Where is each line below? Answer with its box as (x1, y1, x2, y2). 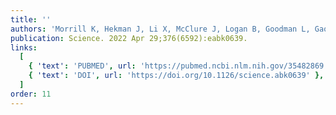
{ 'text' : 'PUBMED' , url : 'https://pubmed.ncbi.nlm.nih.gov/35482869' (28, 61, 329, 71)
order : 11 (10, 89, 52, 99)
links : (10, 42, 38, 53)
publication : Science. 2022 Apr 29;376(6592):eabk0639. (10, 33, 248, 43)
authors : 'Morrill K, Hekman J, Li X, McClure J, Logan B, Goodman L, (10, 24, 311, 34)
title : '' (10, 14, 52, 25)
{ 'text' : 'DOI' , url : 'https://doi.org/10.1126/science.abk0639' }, (28, 71, 325, 81)
